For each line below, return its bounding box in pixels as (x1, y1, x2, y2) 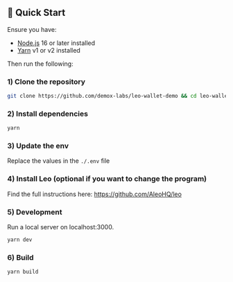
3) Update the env (7, 141, 69, 151)
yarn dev (7, 236, 33, 243)
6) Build (7, 252, 34, 262)
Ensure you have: (7, 25, 57, 33)
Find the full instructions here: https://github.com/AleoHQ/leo (7, 190, 182, 198)
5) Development (7, 207, 62, 217)
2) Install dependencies (7, 109, 89, 118)
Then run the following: (7, 60, 74, 68)
